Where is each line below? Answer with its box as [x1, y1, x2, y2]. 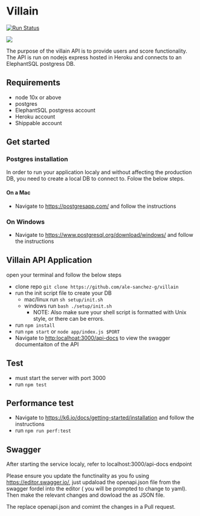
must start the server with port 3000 [15, 374, 106, 381]
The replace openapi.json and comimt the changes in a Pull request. [6, 503, 176, 511]
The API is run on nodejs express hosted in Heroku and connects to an [6, 53, 182, 61]
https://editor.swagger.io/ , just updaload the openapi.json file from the [6, 479, 181, 486]
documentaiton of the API [15, 340, 79, 348]
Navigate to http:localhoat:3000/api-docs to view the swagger [15, 334, 170, 341]
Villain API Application [6, 255, 92, 265]
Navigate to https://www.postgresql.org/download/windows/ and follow [15, 231, 193, 238]
